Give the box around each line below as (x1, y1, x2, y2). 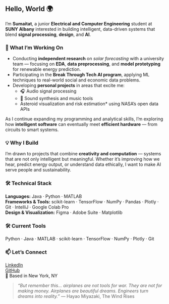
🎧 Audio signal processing (20, 88, 77, 94)
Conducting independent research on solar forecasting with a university (12, 56, 164, 62)
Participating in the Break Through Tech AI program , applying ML (12, 72, 150, 78)
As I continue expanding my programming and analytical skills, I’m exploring (5, 116, 163, 122)
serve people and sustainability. (5, 167, 72, 173)
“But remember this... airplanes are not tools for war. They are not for (17, 283, 162, 289)
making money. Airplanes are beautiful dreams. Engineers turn (17, 288, 149, 294)
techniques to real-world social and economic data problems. (12, 77, 140, 83)
